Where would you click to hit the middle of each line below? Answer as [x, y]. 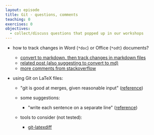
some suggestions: [40, 98]
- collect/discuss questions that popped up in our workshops [77, 33]
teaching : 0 [18, 19]
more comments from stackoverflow [58, 68]
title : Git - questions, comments [42, 15]
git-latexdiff [40, 127]
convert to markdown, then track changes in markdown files [83, 58]
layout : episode [22, 10]
